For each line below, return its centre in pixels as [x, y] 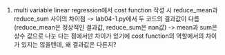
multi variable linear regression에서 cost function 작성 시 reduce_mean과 [116, 10]
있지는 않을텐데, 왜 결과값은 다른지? [69, 44]
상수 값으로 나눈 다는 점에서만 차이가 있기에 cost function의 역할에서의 [109, 36]
